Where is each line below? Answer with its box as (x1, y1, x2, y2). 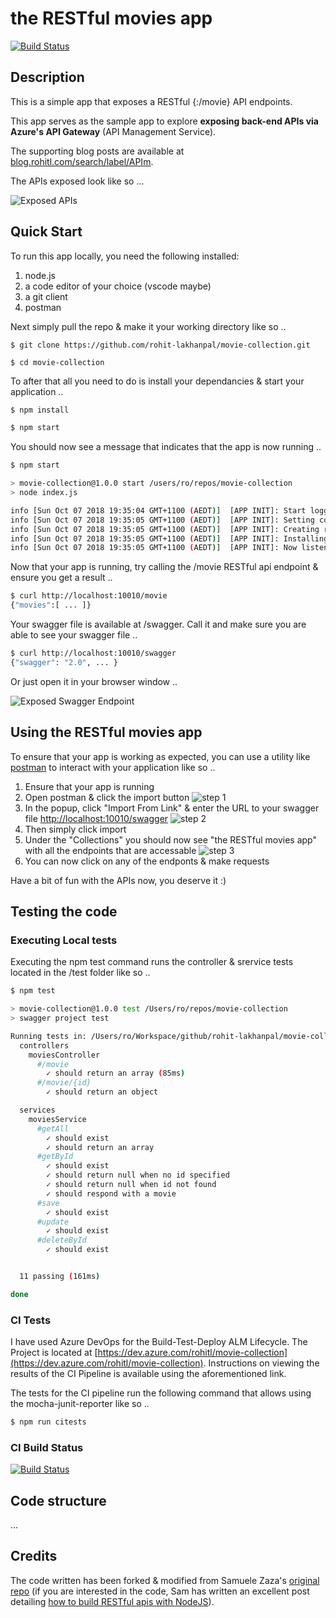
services (19, 1105, 56, 1116)
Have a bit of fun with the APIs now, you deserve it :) (10, 874, 227, 886)
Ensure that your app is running (24, 780, 155, 792)
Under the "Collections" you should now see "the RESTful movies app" (24, 833, 317, 846)
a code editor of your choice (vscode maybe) (24, 280, 212, 292)
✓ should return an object (46, 1087, 159, 1097)
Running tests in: (10, 1031, 87, 1041)
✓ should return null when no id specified (46, 1170, 230, 1181)
